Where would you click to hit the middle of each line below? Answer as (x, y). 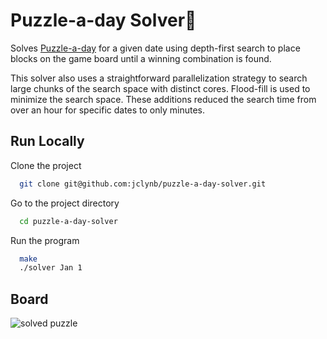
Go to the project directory (65, 203)
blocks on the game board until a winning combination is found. (141, 58)
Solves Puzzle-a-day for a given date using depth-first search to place (155, 48)
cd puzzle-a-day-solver (68, 221)
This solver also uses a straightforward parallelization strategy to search (159, 78)
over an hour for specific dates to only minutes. (108, 110)
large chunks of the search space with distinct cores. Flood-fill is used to (160, 88)
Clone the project (46, 165)
